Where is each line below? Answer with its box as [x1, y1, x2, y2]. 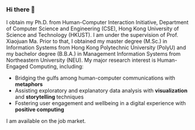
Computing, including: [29, 63, 84, 70]
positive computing [14, 106, 64, 113]
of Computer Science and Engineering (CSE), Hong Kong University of [6, 25, 179, 32]
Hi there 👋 [6, 5, 36, 14]
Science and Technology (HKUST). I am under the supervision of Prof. [6, 31, 179, 39]
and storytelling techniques [14, 93, 84, 100]
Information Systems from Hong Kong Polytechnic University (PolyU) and [6, 44, 186, 51]
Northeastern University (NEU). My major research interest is [6, 56, 156, 64]
